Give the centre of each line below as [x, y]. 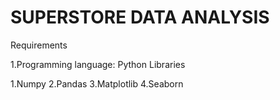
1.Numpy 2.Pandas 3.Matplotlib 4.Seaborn [97, 83]
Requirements [39, 45]
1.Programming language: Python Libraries [98, 64]
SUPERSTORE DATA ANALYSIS [140, 17]
